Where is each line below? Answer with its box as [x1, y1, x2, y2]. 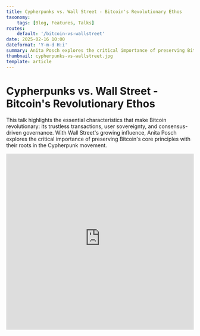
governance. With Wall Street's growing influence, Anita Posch [23, 129, 177, 136]
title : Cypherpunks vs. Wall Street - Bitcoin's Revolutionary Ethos [6, 8, 183, 15]
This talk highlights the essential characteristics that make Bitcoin [6, 117, 167, 124]
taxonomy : [6, 14, 31, 20]
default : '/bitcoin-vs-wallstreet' [17, 31, 105, 37]
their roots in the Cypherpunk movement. [6, 142, 107, 149]
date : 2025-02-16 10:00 [6, 36, 65, 42]
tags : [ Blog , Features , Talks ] [17, 20, 95, 26]
